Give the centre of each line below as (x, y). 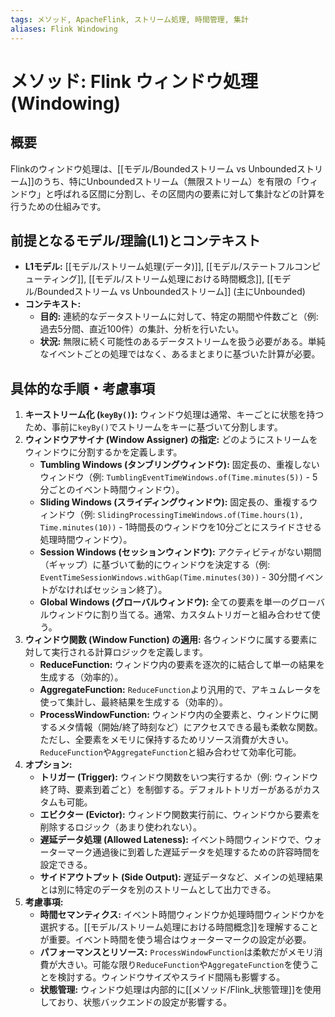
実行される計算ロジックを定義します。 (129, 652)
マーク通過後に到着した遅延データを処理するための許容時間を (193, 852)
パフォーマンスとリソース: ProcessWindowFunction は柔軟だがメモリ (177, 952)
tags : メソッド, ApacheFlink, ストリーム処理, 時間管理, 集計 (129, 19)
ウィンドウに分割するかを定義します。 (103, 452)
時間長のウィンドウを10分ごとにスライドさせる (225, 527)
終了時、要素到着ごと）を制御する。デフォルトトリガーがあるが (171, 790)
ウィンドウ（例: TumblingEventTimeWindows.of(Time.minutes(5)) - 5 (178, 477)
